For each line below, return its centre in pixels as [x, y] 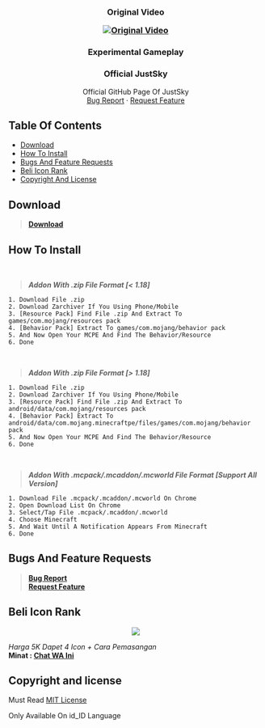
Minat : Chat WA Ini [41, 655]
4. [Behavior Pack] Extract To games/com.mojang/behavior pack [117, 328]
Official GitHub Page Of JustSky [136, 91]
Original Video [136, 12]
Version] [43, 483]
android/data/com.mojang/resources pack [78, 408]
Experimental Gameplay [136, 53]
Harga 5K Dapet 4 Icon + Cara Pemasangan [83, 646]
